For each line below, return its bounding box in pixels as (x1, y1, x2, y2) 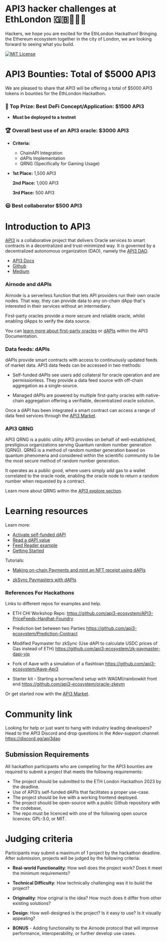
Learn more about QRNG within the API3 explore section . (5, 488, 122, 494)
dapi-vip (12, 651, 30, 657)
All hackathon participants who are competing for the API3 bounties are (5, 764, 153, 770)
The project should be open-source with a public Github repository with (12, 800, 160, 806)
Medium (12, 269, 30, 275)
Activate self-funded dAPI (12, 532, 66, 538)
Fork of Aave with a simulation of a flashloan (12, 661, 104, 667)
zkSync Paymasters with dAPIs (12, 577, 76, 583)
